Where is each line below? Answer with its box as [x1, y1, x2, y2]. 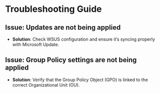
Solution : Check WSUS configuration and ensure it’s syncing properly [12, 36, 155, 42]
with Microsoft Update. [12, 42, 59, 47]
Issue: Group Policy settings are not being [5, 56, 137, 64]
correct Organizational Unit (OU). [12, 82, 80, 88]
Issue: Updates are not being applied [5, 23, 121, 32]
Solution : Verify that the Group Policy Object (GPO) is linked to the [12, 77, 148, 83]
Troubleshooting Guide [5, 3, 102, 15]
